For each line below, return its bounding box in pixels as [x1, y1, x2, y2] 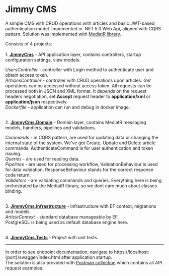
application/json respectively [5, 98, 67, 104]
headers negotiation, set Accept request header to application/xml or [5, 93, 151, 99]
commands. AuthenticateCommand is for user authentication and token [5, 145, 153, 151]
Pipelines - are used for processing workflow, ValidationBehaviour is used [5, 161, 158, 167]
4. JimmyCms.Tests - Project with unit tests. [5, 234, 99, 240]
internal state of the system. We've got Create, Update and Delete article [5, 140, 156, 146]
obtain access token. [5, 72, 49, 78]
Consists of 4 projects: [5, 40, 52, 46]
